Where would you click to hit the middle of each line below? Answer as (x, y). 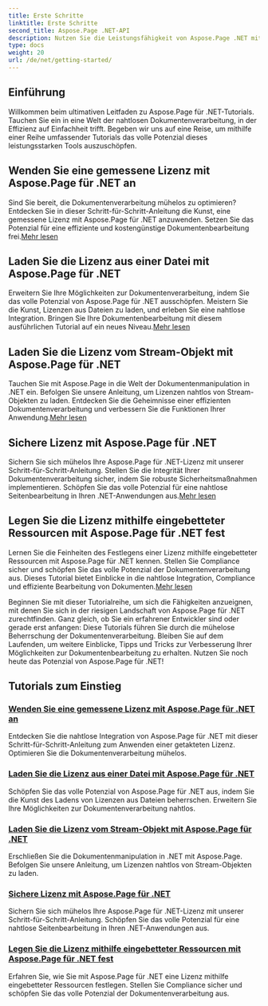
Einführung (37, 93)
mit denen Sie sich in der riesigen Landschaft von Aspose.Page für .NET (127, 610)
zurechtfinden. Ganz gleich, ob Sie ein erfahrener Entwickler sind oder (124, 618)
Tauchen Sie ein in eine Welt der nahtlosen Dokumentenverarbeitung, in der (133, 120)
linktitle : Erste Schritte (53, 23)
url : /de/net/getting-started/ (60, 61)
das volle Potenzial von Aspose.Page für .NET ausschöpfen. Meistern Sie (128, 302)
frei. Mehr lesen (33, 236)
